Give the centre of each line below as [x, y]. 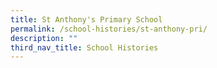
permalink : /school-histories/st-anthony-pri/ [109, 29]
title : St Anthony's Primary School [86, 19]
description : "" [44, 38]
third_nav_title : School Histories [84, 47]
